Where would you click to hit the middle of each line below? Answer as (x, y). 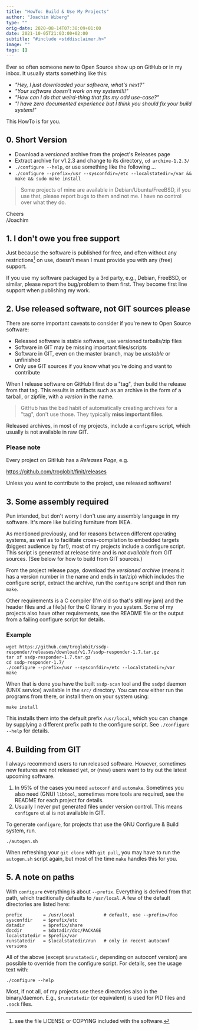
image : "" (18, 45)
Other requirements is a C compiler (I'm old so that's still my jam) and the (95, 600)
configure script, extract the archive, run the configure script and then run (96, 583)
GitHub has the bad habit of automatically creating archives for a (99, 408)
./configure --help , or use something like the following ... (85, 167)
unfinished (27, 360)
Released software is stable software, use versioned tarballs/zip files (98, 341)
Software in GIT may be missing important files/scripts (81, 347)
